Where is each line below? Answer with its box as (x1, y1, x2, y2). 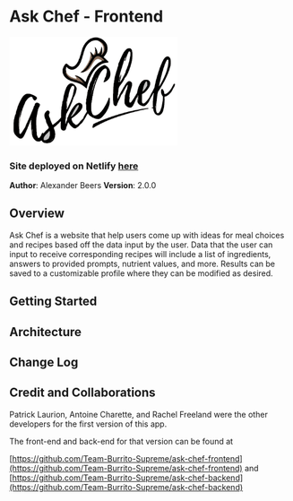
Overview (9, 206, 65, 221)
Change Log (9, 354, 79, 369)
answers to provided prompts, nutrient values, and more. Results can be (9, 258, 276, 269)
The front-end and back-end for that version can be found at (9, 436, 234, 446)
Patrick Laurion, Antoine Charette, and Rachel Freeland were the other (9, 409, 269, 419)
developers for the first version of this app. (9, 419, 168, 429)
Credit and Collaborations (9, 385, 156, 401)
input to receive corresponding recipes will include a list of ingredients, (9, 248, 271, 259)
